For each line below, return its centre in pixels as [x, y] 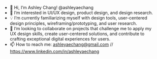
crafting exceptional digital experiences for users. [60, 39]
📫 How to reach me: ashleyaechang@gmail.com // [61, 44]
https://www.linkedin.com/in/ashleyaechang [54, 51]
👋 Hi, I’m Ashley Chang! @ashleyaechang [51, 8]
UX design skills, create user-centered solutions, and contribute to [77, 34]
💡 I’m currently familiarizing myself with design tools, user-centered [78, 18]
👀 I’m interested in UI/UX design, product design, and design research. [81, 13]
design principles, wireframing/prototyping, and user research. [73, 23]
